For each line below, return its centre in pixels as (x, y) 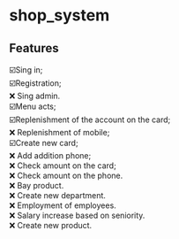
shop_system (60, 15)
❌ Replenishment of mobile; (60, 132)
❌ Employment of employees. (63, 205)
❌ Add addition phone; (50, 155)
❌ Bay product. (37, 185)
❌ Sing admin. (35, 96)
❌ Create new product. (51, 225)
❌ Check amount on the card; (63, 166)
